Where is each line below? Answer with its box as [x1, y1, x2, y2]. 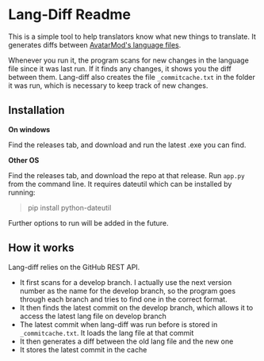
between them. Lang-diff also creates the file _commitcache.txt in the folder [8, 72, 256, 82]
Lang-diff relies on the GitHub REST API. [8, 262, 140, 272]
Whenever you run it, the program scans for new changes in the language [8, 55, 250, 65]
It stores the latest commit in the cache [19, 344, 147, 354]
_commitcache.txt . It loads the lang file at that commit [19, 328, 194, 337]
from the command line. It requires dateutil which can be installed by [8, 179, 232, 188]
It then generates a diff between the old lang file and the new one [19, 336, 234, 346]
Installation [8, 104, 65, 117]
